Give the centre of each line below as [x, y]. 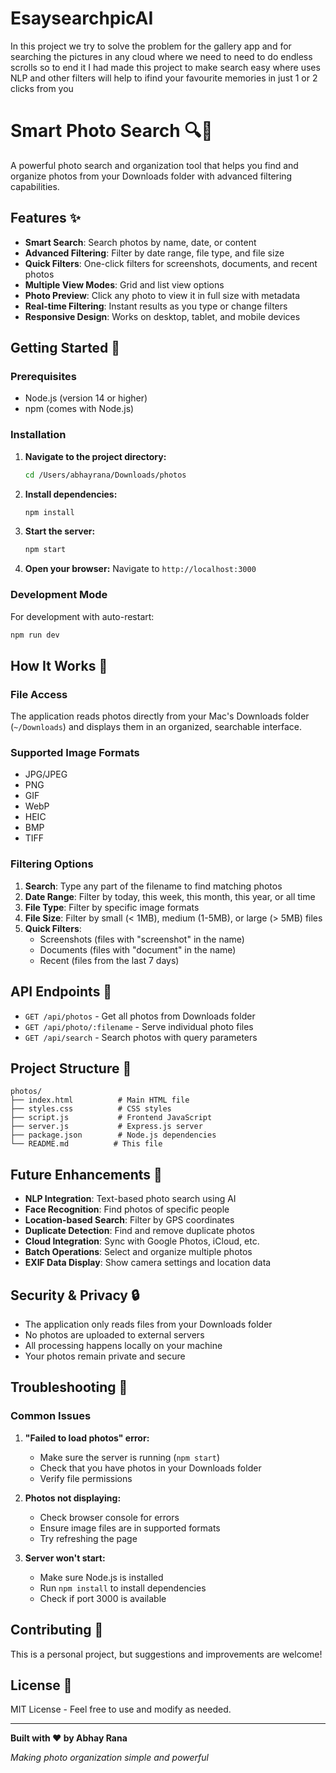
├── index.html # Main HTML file [100, 1100]
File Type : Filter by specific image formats [112, 907]
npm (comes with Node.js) [79, 409]
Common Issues [51, 1416]
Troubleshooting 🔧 [69, 1387]
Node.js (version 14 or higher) [86, 398]
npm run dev [35, 635]
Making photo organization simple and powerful [109, 1758]
